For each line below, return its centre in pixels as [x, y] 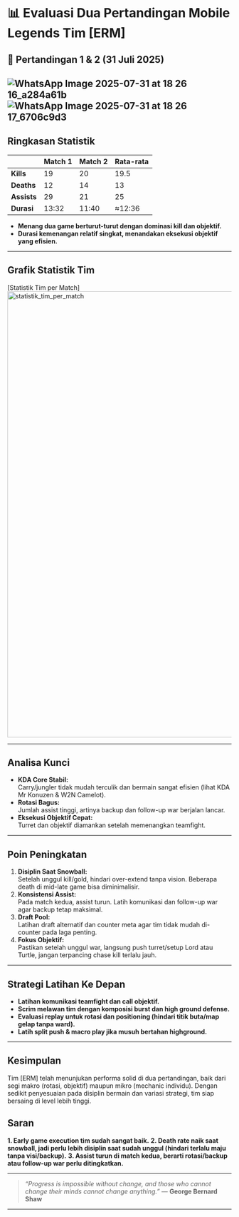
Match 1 [58, 161]
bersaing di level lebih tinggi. [49, 1101]
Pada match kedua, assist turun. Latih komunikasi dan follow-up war [118, 902]
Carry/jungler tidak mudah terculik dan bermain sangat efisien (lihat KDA [124, 787]
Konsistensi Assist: [47, 894]
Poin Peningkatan [47, 854]
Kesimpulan [34, 1061]
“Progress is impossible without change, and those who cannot [118, 1183]
